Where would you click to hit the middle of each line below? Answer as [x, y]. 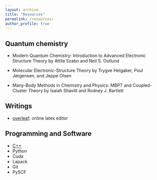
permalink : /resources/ [30, 19]
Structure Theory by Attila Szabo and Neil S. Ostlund [66, 61]
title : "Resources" [25, 14]
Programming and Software [48, 134]
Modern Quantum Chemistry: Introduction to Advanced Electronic [79, 56]
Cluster [20, 91]
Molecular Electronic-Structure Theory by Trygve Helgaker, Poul [78, 70]
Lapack [20, 161]
